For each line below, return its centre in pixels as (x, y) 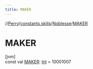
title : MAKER (18, 9)
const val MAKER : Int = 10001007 (38, 62)
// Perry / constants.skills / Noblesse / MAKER (46, 23)
